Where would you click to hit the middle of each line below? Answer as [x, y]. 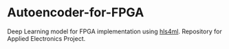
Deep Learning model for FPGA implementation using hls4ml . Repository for [115, 31]
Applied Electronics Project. [46, 38]
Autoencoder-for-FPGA [76, 13]
